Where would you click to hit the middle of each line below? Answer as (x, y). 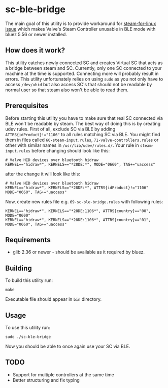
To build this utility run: (29, 280)
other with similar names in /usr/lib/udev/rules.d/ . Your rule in (72, 145)
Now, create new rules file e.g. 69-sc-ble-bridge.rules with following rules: (84, 201)
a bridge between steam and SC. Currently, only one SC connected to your (83, 68)
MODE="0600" (18, 215)
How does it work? (35, 50)
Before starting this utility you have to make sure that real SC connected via (84, 118)
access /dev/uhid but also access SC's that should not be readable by (79, 84)
